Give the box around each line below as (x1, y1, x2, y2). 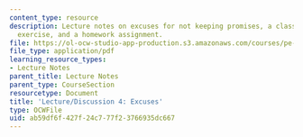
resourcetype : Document (9, 88, 99, 97)
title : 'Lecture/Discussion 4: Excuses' (9, 96, 164, 106)
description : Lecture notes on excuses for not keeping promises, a (9, 22, 272, 31)
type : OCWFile (9, 105, 63, 114)
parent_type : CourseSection (9, 80, 115, 89)
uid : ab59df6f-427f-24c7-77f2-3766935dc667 (9, 114, 176, 123)
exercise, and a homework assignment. (17, 30, 164, 39)
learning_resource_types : (9, 55, 106, 64)
